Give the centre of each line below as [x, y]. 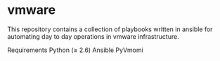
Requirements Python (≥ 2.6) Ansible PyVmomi [76, 50]
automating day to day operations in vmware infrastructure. [93, 36]
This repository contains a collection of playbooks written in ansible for [110, 29]
